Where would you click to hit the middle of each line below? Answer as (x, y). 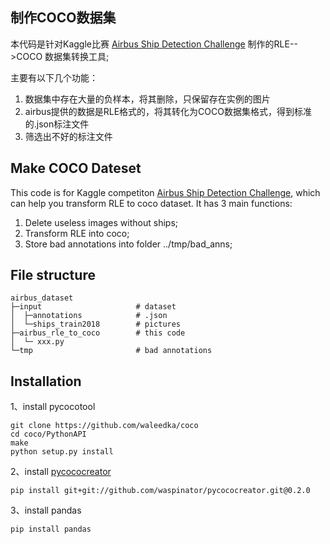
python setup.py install (62, 452)
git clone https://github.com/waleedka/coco (104, 426)
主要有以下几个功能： (54, 77)
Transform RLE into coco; (77, 233)
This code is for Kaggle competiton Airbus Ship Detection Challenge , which (165, 192)
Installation (46, 381)
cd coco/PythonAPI (48, 434)
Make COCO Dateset (76, 168)
